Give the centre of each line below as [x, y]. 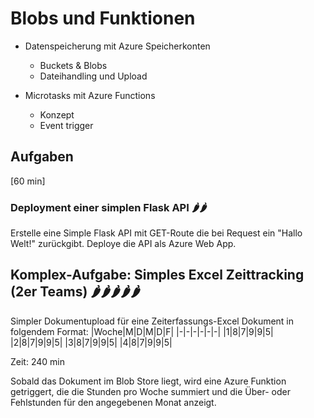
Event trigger [66, 125]
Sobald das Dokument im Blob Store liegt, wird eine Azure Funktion [148, 381]
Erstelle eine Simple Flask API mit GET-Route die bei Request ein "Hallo [156, 233]
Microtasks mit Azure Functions [90, 95]
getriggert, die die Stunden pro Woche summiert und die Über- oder [150, 391]
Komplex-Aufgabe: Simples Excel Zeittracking [157, 275]
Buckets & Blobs [73, 65]
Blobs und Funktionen [103, 18]
